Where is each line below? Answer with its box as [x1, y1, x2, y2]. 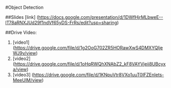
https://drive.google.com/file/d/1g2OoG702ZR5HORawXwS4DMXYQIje [14, 45, 163, 50]
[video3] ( [12, 72, 34, 78]
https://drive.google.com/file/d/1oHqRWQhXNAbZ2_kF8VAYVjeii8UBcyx [14, 61, 166, 67]
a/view [12, 66, 27, 72]
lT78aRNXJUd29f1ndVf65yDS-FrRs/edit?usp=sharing [5, 20, 118, 25]
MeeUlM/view [12, 77, 42, 83]
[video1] [12, 39, 30, 45]
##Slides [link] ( [5, 14, 39, 20]
